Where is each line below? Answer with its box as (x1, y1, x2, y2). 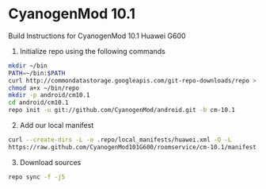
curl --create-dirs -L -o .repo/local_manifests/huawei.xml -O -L (8, 136, 232, 144)
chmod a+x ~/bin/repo (8, 84, 80, 92)
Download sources (19, 157, 82, 167)
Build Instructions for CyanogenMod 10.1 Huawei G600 (8, 31, 186, 40)
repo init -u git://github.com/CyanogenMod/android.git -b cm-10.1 (8, 106, 236, 114)
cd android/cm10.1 (8, 98, 69, 107)
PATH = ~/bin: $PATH (8, 69, 66, 77)
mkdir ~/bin (8, 61, 47, 70)
